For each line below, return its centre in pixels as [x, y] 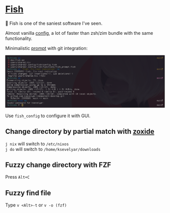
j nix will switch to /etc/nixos [37, 144]
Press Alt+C [17, 177]
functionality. [19, 38]
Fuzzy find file [28, 193]
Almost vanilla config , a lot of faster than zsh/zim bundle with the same [79, 33]
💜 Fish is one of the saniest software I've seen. [54, 23]
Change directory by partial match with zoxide [80, 131]
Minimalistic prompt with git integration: [47, 48]
